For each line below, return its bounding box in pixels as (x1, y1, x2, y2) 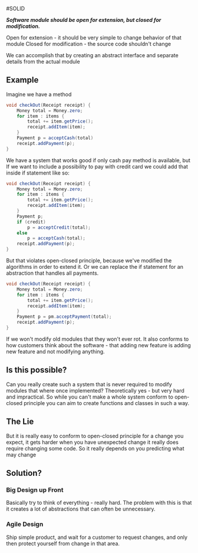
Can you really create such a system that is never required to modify (6, 380, 172, 388)
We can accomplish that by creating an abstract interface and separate (6, 52, 179, 58)
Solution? (6, 468, 42, 478)
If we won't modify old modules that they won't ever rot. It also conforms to (6, 335, 189, 343)
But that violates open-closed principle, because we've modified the (6, 257, 172, 264)
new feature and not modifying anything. (6, 348, 105, 355)
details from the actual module (6, 58, 81, 65)
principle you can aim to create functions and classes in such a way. (23, 399, 190, 406)
